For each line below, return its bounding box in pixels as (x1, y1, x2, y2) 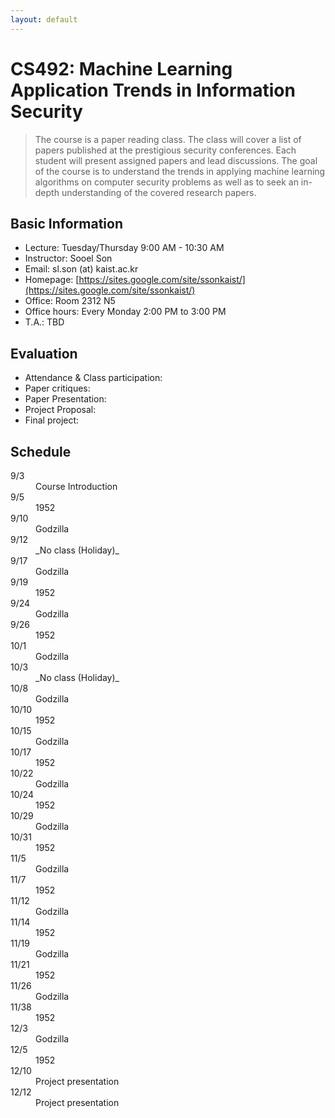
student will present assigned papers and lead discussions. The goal (34, 154, 318, 166)
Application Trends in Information (10, 79, 296, 101)
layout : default (10, 14, 78, 25)
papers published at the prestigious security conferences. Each (34, 144, 297, 156)
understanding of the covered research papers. (61, 186, 257, 198)
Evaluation (10, 345, 78, 362)
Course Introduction (35, 481, 118, 492)
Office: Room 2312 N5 (24, 295, 116, 307)
